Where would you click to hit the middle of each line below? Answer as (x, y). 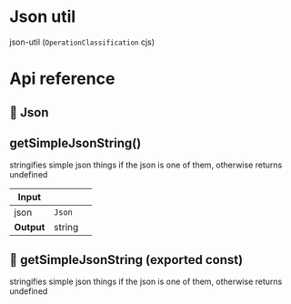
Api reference (62, 79)
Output (30, 228)
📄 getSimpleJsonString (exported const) (126, 260)
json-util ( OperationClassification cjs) (82, 42)
